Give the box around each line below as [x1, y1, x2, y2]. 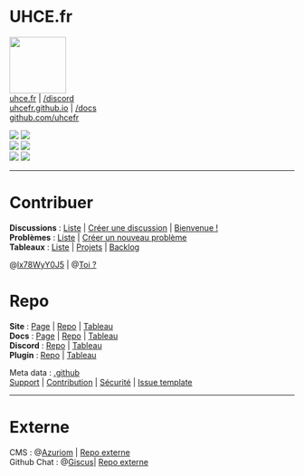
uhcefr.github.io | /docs [9, 102, 97, 113]
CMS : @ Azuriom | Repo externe [9, 446, 131, 458]
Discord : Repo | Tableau [9, 339, 102, 350]
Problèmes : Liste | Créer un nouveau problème [9, 232, 187, 243]
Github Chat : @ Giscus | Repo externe [9, 456, 149, 467]
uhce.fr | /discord [9, 92, 75, 103]
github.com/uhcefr [9, 111, 80, 123]
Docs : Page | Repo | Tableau [9, 330, 119, 341]
